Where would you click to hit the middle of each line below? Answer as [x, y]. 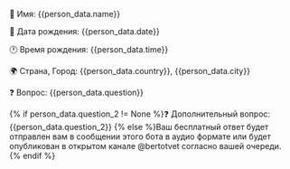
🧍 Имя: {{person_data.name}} [65, 14]
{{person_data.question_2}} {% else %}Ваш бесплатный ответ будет [139, 127]
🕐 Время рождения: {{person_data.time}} [89, 49]
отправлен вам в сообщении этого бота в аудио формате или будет [140, 136]
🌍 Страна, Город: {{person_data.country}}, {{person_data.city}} [130, 71]
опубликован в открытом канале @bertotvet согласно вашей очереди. [145, 146]
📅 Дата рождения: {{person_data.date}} [84, 31]
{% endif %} [33, 155]
